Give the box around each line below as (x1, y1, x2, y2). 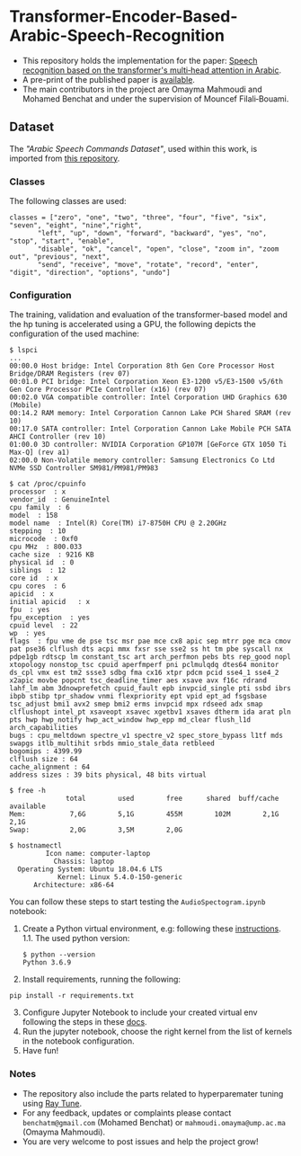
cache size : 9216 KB (9, 550, 94, 559)
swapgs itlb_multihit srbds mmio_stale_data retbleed (9, 739, 216, 748)
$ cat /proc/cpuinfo (9, 479, 87, 489)
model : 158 (9, 511, 58, 520)
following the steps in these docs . (22, 1017, 147, 1027)
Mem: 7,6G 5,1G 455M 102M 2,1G (9, 810, 279, 819)
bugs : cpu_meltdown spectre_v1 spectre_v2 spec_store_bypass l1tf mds (9, 731, 283, 741)
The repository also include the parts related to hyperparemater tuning (22, 1088, 284, 1098)
